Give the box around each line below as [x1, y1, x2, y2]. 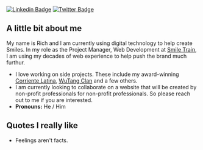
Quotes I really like [6, 120, 78, 131]
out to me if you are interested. [15, 96, 93, 103]
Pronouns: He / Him [15, 103, 66, 110]
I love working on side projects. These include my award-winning [15, 70, 179, 78]
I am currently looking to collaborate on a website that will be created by [15, 83, 197, 90]
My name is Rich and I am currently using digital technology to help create [6, 39, 193, 47]
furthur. [6, 58, 26, 66]
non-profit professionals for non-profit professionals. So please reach [15, 90, 191, 97]
